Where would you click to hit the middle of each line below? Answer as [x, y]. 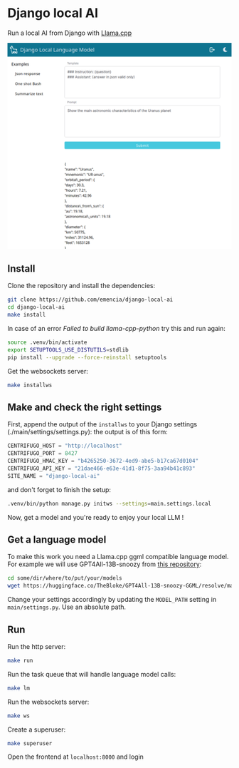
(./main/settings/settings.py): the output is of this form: [88, 432]
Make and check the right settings [85, 407]
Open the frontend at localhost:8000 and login [76, 757]
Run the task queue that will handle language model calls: [92, 674]
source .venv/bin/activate [47, 343]
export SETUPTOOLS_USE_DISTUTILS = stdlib [68, 350]
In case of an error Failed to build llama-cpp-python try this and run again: [117, 329]
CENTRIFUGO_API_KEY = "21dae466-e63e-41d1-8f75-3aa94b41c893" [101, 469]
